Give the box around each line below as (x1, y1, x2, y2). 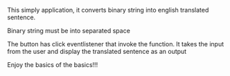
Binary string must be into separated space (7, 27, 130, 35)
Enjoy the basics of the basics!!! (7, 61, 98, 68)
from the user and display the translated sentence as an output (7, 48, 187, 55)
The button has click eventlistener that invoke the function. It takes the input (7, 40, 224, 48)
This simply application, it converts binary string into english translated (7, 6, 209, 14)
